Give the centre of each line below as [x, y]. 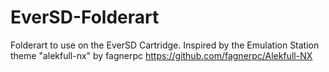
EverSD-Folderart [85, 17]
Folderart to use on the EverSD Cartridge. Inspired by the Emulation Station [165, 45]
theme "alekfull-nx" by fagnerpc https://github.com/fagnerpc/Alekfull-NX [161, 55]
